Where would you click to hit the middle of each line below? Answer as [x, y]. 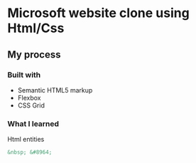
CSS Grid [31, 105]
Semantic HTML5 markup [55, 90]
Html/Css [36, 28]
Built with [24, 75]
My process [34, 54]
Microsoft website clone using [98, 13]
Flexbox [29, 98]
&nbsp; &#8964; [30, 152]
